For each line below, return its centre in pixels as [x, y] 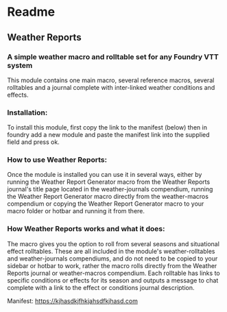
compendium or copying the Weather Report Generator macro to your [106, 204]
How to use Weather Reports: [57, 160]
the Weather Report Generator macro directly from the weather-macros [108, 197]
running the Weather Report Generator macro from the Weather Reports [109, 182]
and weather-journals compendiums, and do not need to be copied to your [112, 259]
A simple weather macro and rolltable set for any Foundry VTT [113, 57]
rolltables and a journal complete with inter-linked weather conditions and [111, 87]
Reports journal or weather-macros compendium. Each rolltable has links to [114, 273]
